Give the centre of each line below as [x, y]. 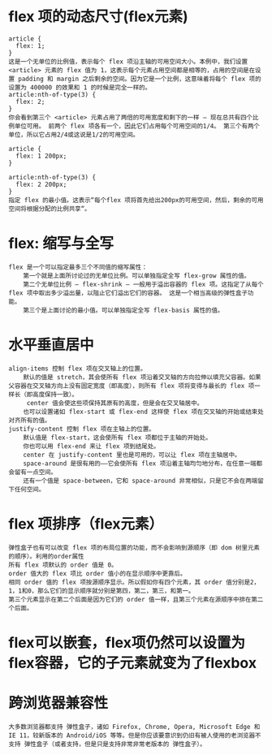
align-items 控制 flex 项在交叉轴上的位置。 [78, 369]
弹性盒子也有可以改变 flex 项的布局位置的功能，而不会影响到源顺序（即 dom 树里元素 [134, 548]
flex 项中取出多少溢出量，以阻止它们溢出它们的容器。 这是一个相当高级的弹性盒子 [128, 293]
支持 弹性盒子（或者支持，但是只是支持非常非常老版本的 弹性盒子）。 [107, 744]
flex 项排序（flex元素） [86, 524]
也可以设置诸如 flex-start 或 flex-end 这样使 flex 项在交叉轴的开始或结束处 [143, 412]
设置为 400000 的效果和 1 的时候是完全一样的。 [80, 87]
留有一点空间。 [36, 472]
